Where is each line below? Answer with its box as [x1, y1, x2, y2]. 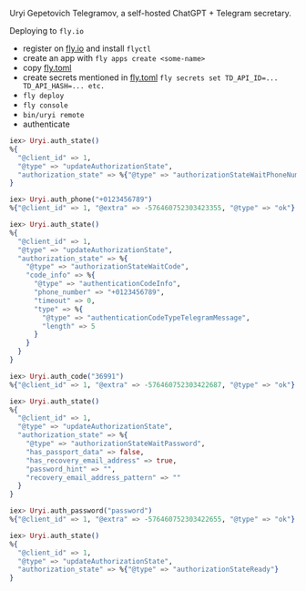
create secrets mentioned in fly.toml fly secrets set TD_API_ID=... [22, 72, 279, 83]
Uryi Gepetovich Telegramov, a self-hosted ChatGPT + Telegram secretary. [9, 8, 291, 18]
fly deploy [22, 91, 65, 100]
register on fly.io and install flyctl [22, 43, 152, 54]
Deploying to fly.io [9, 25, 85, 36]
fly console [22, 101, 68, 110]
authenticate [22, 118, 70, 129]
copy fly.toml [22, 63, 72, 73]
